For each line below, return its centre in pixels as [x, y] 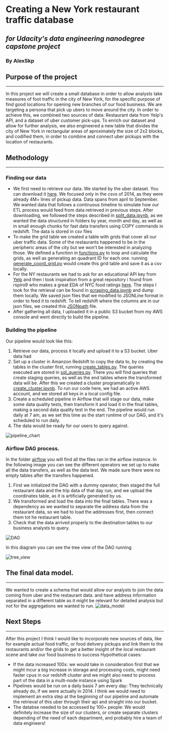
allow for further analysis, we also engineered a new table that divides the [82, 126]
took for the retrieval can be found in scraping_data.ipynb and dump [83, 290]
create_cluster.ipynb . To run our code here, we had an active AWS [81, 388]
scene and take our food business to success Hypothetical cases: [74, 655]
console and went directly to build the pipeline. [61, 317]
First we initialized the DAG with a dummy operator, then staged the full [86, 485]
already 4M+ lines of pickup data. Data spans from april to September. [86, 199]
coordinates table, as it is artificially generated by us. [67, 496]
